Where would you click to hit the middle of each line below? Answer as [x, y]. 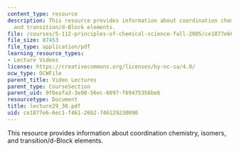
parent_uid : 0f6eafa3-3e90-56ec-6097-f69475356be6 [84, 93]
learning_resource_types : [46, 54]
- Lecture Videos [33, 60]
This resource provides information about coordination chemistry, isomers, [117, 133]
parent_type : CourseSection [49, 86]
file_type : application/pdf [49, 47]
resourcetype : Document [43, 100]
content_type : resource [43, 14]
